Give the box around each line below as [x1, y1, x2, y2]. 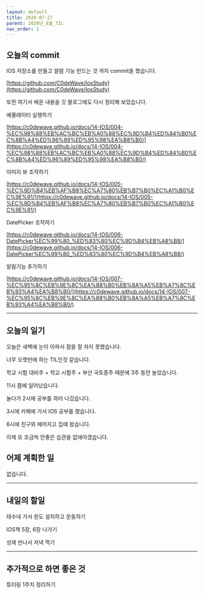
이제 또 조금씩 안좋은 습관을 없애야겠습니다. [6, 433, 109, 441]
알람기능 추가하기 [6, 263, 47, 271]
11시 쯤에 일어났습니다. [6, 381, 59, 389]
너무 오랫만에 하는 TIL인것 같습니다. [6, 356, 90, 363]
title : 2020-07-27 [6, 15, 53, 21]
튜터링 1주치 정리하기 [6, 581, 56, 589]
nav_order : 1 [6, 26, 39, 32]
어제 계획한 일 [6, 453, 55, 463]
